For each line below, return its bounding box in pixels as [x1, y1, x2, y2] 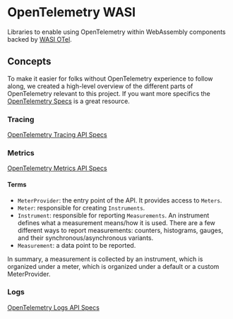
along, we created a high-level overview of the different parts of [7, 82, 193, 90]
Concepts [7, 56, 52, 68]
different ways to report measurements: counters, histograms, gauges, [17, 226, 224, 234]
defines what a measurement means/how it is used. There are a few [17, 218, 215, 227]
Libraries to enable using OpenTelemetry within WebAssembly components [7, 28, 226, 36]
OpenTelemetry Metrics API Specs [7, 164, 107, 173]
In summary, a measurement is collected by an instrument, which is [7, 255, 203, 263]
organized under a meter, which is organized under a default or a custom [7, 262, 220, 270]
